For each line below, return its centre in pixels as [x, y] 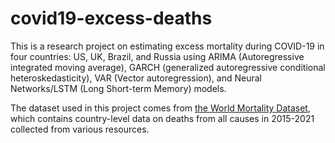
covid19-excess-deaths [111, 18]
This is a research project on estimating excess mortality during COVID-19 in [167, 46]
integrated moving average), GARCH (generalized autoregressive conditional [168, 67]
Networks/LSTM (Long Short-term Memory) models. [118, 88]
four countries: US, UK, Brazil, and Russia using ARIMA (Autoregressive [157, 56]
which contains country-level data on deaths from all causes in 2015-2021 [162, 118]
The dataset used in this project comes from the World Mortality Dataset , [160, 108]
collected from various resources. [80, 129]
